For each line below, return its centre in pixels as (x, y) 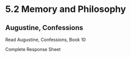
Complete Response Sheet (33, 49)
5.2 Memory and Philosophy (66, 9)
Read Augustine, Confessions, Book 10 (46, 39)
